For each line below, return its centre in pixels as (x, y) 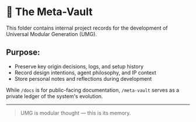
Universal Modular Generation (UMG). (52, 34)
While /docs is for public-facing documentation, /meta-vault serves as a (93, 90)
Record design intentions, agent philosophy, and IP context (85, 73)
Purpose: (23, 53)
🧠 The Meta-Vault (49, 12)
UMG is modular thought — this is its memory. (76, 113)
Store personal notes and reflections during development (83, 78)
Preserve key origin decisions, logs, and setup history (79, 66)
